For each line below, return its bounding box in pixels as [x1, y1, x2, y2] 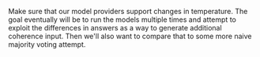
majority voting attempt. [8, 40, 86, 49]
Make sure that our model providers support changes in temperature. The [8, 7, 248, 16]
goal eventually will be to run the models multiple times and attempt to [8, 15, 237, 24]
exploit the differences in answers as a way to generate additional [8, 23, 223, 32]
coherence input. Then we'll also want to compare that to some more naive [8, 31, 252, 41]
